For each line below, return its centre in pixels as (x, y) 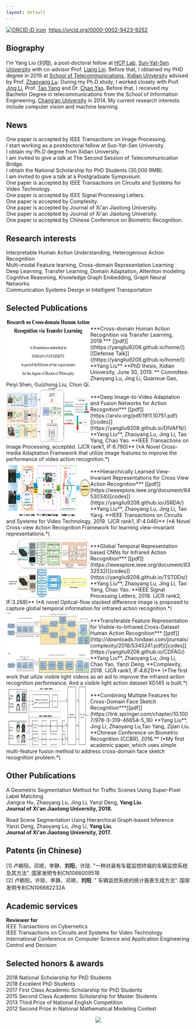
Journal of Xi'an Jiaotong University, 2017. (59, 832)
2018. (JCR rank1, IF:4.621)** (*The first (139, 670)
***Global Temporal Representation (134, 546)
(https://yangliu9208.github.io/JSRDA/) (137, 503)
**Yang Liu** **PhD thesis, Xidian (132, 366)
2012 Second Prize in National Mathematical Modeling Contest (81, 1009)
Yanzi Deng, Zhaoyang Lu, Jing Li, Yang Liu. (59, 826)
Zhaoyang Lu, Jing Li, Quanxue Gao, (134, 378)
